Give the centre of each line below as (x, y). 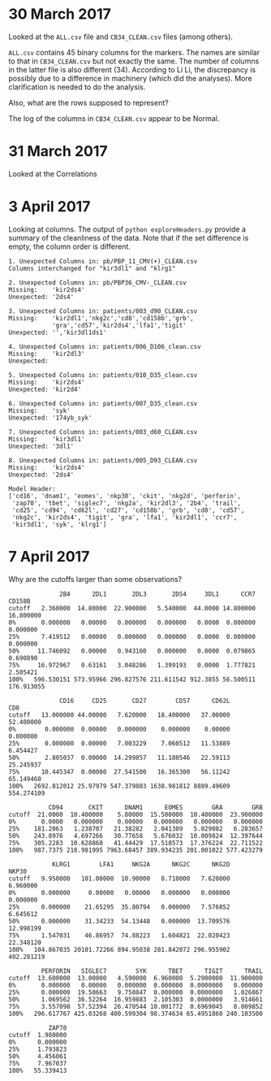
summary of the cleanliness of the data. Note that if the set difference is (129, 237)
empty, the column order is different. (70, 246)
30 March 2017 (60, 14)
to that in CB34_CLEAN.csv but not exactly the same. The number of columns (134, 61)
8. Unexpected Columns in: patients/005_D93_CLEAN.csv (103, 460)
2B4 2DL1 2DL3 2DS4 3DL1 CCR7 (157, 594)
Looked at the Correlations (53, 174)
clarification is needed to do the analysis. (77, 87)
